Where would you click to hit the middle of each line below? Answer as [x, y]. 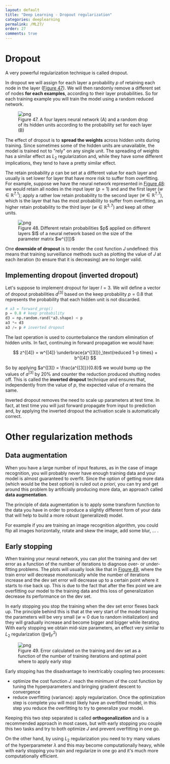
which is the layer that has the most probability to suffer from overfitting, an [84, 201]
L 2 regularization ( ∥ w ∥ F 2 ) [31, 634]
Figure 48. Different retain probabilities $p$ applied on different [84, 228]
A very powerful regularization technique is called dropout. [67, 73]
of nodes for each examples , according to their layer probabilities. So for [82, 93]
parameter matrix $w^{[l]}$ [46, 239]
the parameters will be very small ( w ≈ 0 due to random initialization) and [82, 617]
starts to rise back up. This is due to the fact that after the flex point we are [83, 586]
